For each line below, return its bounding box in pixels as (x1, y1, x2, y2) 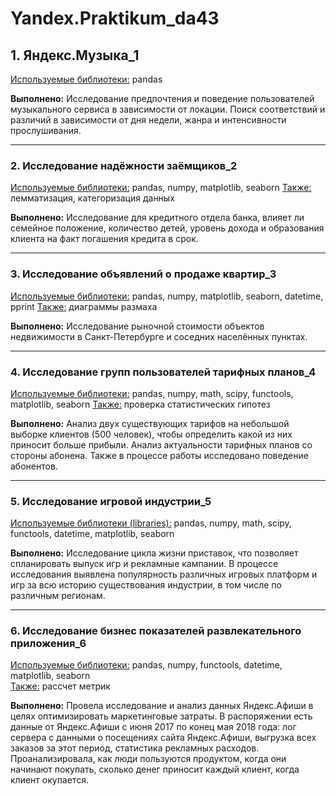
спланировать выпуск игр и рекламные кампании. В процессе (10, 558, 279, 570)
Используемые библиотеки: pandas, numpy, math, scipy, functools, (10, 387, 294, 399)
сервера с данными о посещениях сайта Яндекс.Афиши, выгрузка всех (10, 732, 317, 744)
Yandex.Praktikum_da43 (10, 7, 220, 30)
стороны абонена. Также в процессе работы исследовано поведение (10, 449, 309, 461)
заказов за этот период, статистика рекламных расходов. (10, 742, 260, 754)
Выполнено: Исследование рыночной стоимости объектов (10, 320, 265, 332)
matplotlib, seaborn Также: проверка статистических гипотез (10, 398, 271, 410)
